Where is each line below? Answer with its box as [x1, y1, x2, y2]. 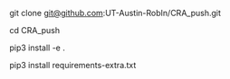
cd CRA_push [9, 25, 61, 35]
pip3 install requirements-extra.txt [9, 60, 137, 70]
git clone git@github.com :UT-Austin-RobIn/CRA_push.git [9, 8, 222, 18]
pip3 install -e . [9, 42, 65, 53]
